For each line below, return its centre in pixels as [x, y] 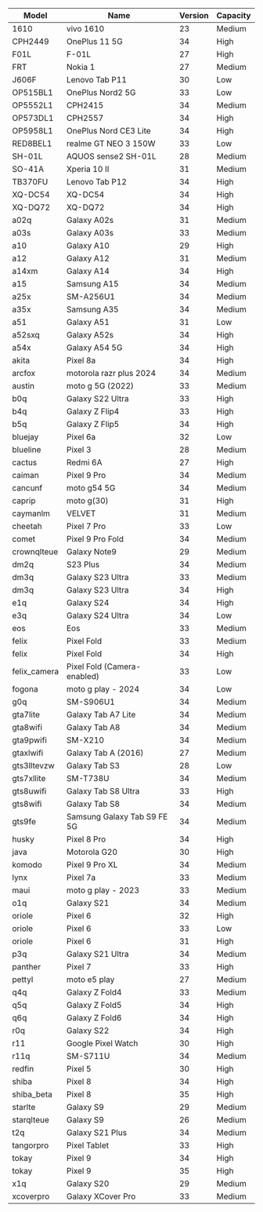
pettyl [23, 979]
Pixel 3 [79, 449]
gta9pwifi [29, 740]
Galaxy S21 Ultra [97, 954]
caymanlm [31, 513]
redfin [23, 1069]
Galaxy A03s [90, 233]
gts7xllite [29, 778]
